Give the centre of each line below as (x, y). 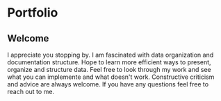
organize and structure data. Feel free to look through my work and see (109, 70)
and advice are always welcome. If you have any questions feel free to (108, 84)
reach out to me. (31, 92)
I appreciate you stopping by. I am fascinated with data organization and (110, 55)
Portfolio (33, 13)
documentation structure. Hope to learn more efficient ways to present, (109, 62)
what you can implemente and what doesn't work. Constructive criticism (111, 77)
